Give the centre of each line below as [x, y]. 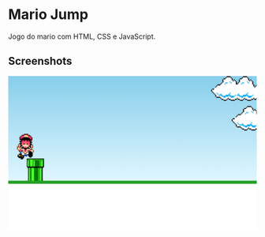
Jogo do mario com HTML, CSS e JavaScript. [82, 36]
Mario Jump [49, 15]
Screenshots [40, 61]
